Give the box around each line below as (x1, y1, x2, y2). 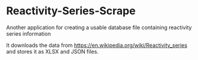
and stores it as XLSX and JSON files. (6, 48, 99, 55)
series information (6, 30, 51, 37)
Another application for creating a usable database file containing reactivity (6, 24, 192, 31)
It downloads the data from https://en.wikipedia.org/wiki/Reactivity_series (6, 42, 187, 49)
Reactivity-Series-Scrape (6, 4, 136, 18)
